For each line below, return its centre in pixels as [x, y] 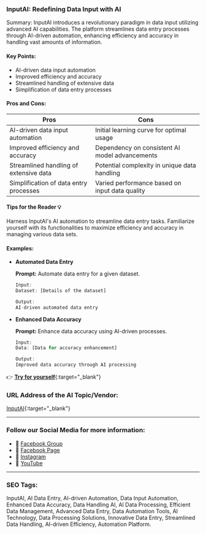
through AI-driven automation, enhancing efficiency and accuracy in [93, 36]
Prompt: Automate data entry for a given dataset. [78, 274]
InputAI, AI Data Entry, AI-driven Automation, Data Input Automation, [93, 498]
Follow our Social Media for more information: [76, 430]
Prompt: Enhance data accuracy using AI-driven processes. [91, 331]
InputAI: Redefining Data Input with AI [64, 9]
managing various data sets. [42, 234]
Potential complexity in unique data [145, 165]
